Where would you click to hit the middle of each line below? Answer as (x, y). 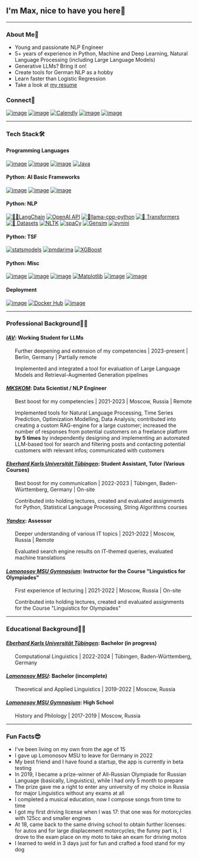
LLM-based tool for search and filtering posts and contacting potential (100, 444)
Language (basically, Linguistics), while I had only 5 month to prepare (99, 781)
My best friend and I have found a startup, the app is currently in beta (99, 762)
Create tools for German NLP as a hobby (64, 73)
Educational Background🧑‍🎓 (46, 629)
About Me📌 (23, 34)
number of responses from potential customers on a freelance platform (101, 432)
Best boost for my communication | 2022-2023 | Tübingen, (86, 483)
